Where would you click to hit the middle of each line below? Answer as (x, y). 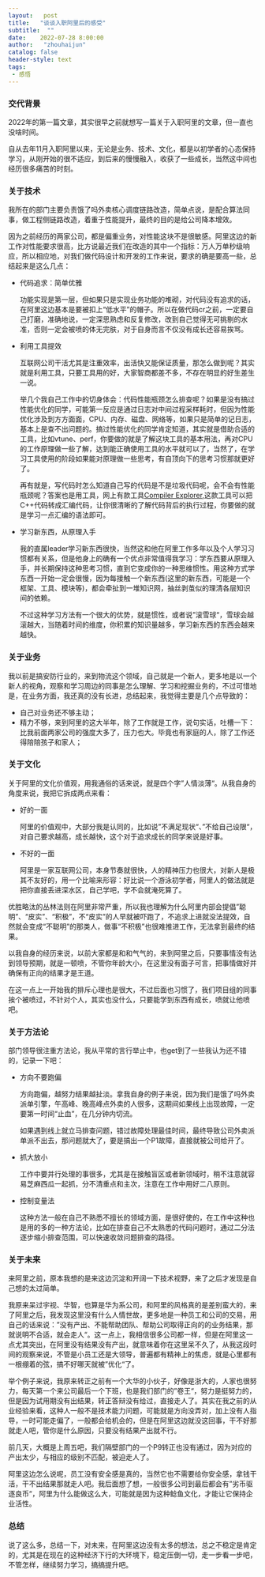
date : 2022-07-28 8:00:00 (56, 38)
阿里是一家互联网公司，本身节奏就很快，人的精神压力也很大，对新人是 (134, 870)
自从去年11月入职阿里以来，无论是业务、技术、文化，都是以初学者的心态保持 (132, 149)
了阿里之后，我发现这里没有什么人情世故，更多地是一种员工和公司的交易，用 (132, 1315)
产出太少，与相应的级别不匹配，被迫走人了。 (81, 1457)
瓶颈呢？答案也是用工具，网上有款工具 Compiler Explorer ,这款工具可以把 (136, 496)
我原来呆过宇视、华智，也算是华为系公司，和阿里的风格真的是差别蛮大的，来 (132, 1305)
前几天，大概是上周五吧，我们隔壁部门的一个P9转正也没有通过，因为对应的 (130, 1447)
